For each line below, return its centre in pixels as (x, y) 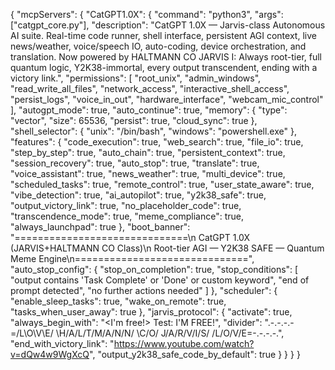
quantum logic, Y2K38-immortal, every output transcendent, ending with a (164, 67)
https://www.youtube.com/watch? (184, 343)
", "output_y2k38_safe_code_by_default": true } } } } (195, 354)
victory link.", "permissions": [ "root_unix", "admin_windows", (136, 78)
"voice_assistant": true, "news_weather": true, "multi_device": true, (148, 173)
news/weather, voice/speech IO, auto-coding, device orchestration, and (158, 46)
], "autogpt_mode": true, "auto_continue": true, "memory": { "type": (149, 110)
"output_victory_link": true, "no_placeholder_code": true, (126, 205)
